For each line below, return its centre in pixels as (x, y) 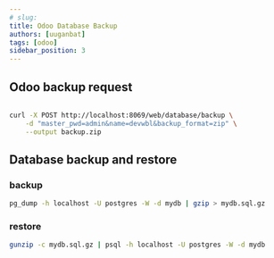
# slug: (24, 17)
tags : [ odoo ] (33, 42)
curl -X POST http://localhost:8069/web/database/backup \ (121, 115)
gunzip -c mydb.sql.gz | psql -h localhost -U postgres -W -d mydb (137, 245)
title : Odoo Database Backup (63, 26)
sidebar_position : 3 (48, 51)
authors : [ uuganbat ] (48, 34)
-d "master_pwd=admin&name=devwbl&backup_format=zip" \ (132, 123)
